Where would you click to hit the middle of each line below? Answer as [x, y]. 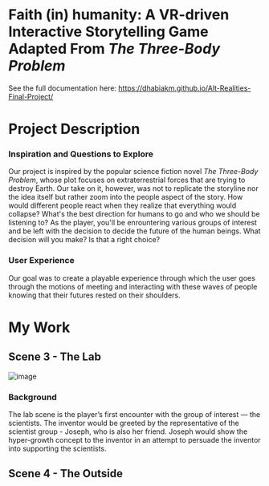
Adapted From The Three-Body [114, 49]
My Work [39, 327]
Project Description [74, 129]
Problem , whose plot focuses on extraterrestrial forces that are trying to [127, 180]
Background [33, 397]
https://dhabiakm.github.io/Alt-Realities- [185, 88]
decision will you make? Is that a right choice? [84, 240]
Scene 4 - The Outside [65, 474]
